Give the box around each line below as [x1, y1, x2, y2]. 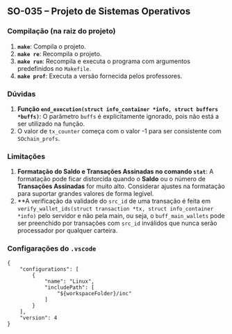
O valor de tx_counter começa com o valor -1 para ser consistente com [17, 126, 222, 135]
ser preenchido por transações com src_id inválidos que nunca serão [17, 219, 217, 228]
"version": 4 [19, 314, 58, 322]
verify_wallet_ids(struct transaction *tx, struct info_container [17, 206, 214, 212]
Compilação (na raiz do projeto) [7, 26, 116, 36]
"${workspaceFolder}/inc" [56, 290, 132, 297]
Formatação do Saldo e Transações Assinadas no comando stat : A [17, 167, 214, 176]
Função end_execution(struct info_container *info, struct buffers [17, 104, 219, 113]
